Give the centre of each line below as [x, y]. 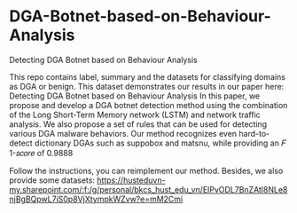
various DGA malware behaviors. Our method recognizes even [123, 133]
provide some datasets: [52, 180]
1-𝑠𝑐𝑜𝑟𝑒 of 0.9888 [41, 153]
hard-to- [254, 133]
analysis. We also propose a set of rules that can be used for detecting [138, 124]
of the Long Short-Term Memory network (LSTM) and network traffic [135, 114]
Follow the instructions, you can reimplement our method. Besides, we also [146, 170]
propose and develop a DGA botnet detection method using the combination [148, 105]
